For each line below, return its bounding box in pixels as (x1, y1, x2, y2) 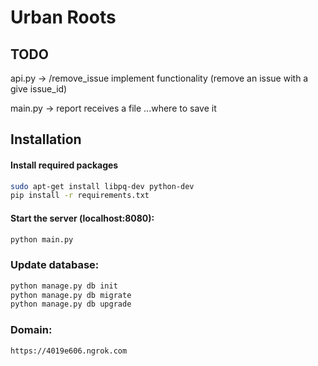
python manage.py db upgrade (10, 299, 132, 310)
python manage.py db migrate (10, 290, 132, 300)
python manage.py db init (10, 281, 118, 291)
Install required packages (10, 159, 119, 171)
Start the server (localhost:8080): (10, 212, 155, 224)
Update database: (10, 258, 100, 272)
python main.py (10, 234, 74, 245)
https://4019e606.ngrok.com (10, 346, 128, 356)
